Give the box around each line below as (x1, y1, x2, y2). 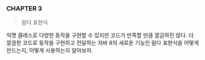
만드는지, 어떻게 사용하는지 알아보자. (6, 47, 93, 54)
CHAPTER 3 (6, 4, 43, 13)
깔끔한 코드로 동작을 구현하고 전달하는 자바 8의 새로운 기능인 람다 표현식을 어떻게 (6, 39, 199, 47)
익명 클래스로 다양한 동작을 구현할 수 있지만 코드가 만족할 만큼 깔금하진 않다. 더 (6, 32, 194, 39)
